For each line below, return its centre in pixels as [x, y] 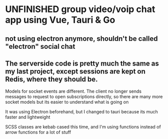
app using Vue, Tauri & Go [60, 20]
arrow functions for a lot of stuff [38, 132]
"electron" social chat [40, 46]
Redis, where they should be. [52, 79]
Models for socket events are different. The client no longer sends [73, 91]
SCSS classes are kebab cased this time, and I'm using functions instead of [83, 127]
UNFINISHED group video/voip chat [80, 9]
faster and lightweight [28, 117]
